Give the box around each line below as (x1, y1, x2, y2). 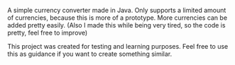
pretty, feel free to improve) (7, 28, 88, 37)
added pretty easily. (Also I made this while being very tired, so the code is (7, 21, 226, 29)
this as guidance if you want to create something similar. (7, 49, 173, 58)
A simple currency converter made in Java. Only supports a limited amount (7, 6, 226, 14)
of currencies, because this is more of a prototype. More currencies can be (7, 13, 228, 22)
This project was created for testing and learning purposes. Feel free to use (7, 42, 229, 50)
